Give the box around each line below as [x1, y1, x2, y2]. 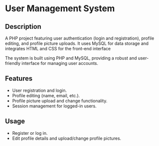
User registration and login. [12, 87, 67, 93]
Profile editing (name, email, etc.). [12, 92, 80, 98]
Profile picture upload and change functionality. [12, 98, 108, 104]
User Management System [5, 3, 115, 14]
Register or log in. [12, 130, 48, 136]
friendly [5, 61, 21, 66]
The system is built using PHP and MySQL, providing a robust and [5, 55, 137, 61]
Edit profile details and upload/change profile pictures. [12, 135, 122, 141]
